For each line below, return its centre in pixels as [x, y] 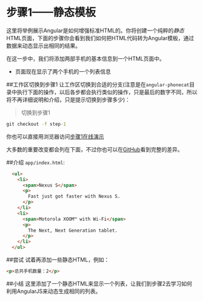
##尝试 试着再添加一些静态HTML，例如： [58, 260]
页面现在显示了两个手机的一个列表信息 [63, 71]
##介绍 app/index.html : [35, 162]
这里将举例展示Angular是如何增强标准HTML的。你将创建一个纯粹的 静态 [95, 30]
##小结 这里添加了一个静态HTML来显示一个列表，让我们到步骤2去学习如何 [99, 283]
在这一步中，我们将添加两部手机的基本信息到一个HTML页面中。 [86, 58]
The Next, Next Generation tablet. [73, 230]
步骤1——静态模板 [51, 12]
